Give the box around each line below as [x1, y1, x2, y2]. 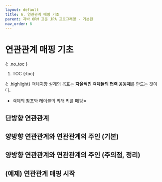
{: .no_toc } [5, 61, 28, 67]
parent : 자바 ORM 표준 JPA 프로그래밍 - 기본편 [5, 16, 93, 21]
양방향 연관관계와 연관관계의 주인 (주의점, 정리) [5, 151, 141, 160]
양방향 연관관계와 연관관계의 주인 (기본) [5, 132, 119, 141]
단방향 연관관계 [5, 114, 49, 122]
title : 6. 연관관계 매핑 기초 [5, 12, 60, 17]
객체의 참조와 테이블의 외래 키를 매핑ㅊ [12, 98, 87, 104]
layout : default [5, 7, 39, 12]
